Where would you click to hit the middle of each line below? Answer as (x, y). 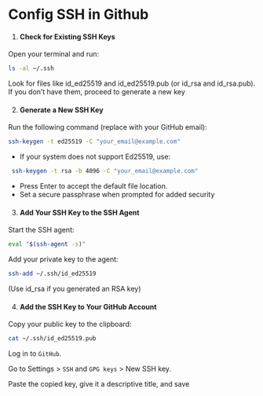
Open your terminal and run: (54, 54)
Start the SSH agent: (41, 230)
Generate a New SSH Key (61, 110)
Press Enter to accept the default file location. (93, 186)
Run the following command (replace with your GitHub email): (108, 127)
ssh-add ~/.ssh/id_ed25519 (52, 274)
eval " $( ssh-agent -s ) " (47, 244)
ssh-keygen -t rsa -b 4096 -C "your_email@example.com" (105, 171)
